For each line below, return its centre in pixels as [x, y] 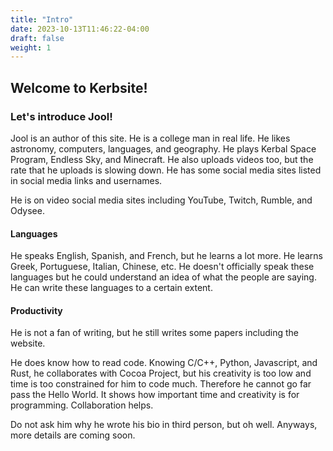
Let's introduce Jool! [61, 116]
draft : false [37, 38]
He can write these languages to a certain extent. [111, 288]
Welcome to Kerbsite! [79, 87]
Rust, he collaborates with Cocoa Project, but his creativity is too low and [161, 373]
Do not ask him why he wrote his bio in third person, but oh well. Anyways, [164, 425]
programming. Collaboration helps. [82, 405]
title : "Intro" [42, 19]
